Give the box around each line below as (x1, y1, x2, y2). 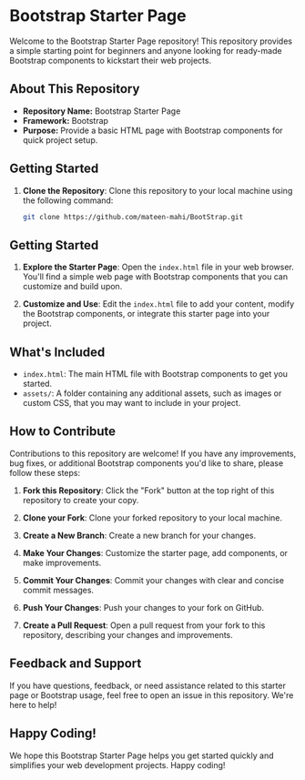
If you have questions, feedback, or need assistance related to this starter (9, 680, 287, 691)
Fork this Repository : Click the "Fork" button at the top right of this (22, 484, 275, 496)
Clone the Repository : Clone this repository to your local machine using (22, 185, 293, 196)
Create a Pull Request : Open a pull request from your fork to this (22, 620, 266, 631)
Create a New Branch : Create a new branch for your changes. (22, 530, 257, 541)
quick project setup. (22, 134, 98, 146)
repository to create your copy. (22, 494, 139, 505)
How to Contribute (9, 424, 117, 440)
